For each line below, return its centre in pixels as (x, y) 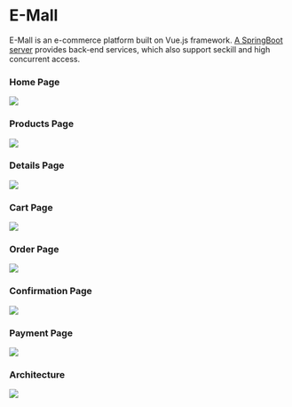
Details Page (37, 165)
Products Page (41, 124)
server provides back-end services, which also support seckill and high (140, 49)
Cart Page (31, 207)
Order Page (34, 250)
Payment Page (41, 332)
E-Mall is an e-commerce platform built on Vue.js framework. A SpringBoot (146, 40)
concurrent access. (45, 59)
